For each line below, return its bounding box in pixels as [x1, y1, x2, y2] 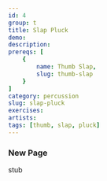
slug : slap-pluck [8, 99, 65, 107]
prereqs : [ [8, 48, 44, 56]
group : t [8, 19, 37, 27]
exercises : [8, 107, 44, 115]
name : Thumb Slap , [36, 63, 97, 71]
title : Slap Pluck [8, 26, 68, 34]
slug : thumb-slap [36, 70, 93, 78]
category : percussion [8, 92, 79, 100]
